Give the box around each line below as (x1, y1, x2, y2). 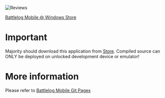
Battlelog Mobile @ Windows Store (5, 14, 76, 20)
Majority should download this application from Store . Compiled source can (5, 48, 161, 54)
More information (5, 71, 79, 82)
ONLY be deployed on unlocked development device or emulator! (5, 53, 140, 59)
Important (5, 32, 47, 43)
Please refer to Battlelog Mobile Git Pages (5, 87, 91, 93)
